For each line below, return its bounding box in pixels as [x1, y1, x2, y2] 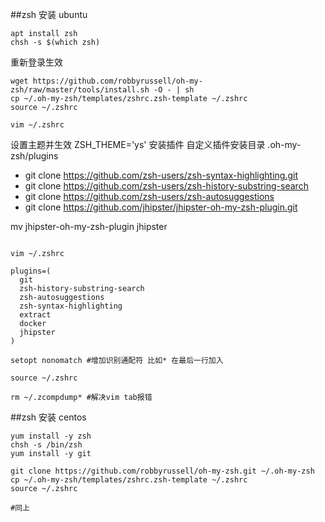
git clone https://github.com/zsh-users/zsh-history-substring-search [24, 180, 309, 192]
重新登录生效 [10, 56, 63, 68]
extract [19, 310, 52, 320]
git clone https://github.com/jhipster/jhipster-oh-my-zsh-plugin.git [24, 201, 298, 213]
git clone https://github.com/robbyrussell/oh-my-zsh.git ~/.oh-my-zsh [10, 466, 315, 476]
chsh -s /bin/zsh [10, 440, 83, 450]
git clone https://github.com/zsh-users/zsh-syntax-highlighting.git [24, 169, 299, 181]
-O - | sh [153, 85, 195, 95]
